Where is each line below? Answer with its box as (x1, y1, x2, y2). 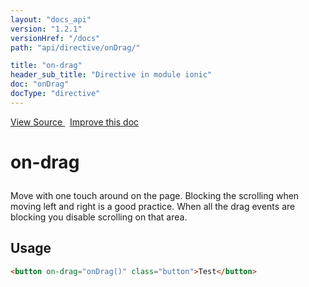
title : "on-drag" (10, 61, 83, 71)
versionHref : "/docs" (10, 33, 101, 43)
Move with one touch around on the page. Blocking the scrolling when (10, 189, 300, 201)
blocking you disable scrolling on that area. (10, 211, 188, 223)
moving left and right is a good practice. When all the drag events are (10, 200, 296, 212)
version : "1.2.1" (10, 24, 83, 34)
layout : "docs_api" (10, 14, 92, 25)
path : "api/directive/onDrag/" (10, 42, 141, 53)
